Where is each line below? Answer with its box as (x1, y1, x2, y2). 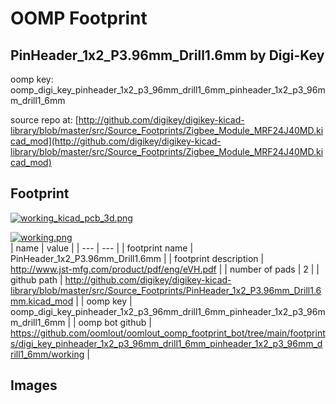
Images (10, 377, 58, 394)
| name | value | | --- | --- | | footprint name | (10, 242, 194, 254)
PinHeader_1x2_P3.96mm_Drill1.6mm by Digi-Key (10, 47, 325, 64)
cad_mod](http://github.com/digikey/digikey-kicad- (10, 135, 222, 147)
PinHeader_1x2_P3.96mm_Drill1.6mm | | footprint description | (10, 252, 265, 264)
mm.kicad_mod (10, 295, 74, 307)
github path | (10, 273, 63, 286)
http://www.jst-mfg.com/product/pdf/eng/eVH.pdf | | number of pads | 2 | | (10, 263, 320, 275)
